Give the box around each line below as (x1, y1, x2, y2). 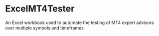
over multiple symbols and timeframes (5, 24, 84, 30)
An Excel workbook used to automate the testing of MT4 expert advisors (5, 19, 154, 25)
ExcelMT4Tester (5, 3, 75, 14)
